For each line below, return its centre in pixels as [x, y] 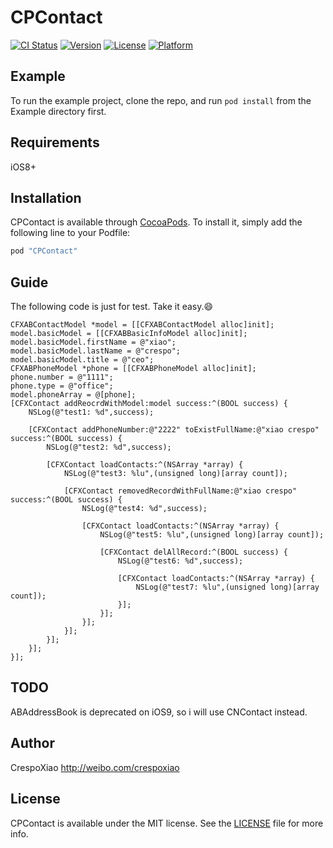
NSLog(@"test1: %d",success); [91, 412]
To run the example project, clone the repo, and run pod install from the [161, 100]
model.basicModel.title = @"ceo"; [82, 360]
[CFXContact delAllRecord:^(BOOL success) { [193, 552]
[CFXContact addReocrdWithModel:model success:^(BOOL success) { [149, 404]
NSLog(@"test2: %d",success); [109, 447]
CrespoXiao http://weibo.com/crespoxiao [95, 767]
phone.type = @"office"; [62, 386]
